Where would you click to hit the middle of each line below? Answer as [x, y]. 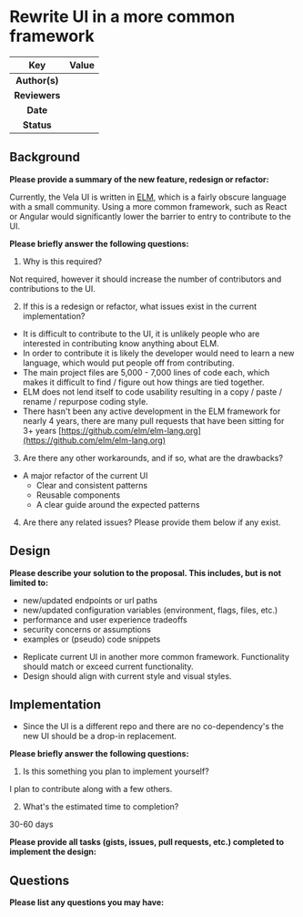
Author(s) [37, 80]
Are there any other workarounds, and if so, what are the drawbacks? [153, 458]
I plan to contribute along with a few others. [91, 789]
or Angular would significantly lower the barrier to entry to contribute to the [150, 216]
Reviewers [37, 95]
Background [45, 157]
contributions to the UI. [52, 288]
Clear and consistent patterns [92, 485]
